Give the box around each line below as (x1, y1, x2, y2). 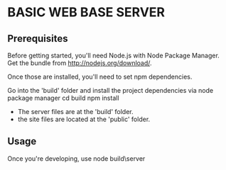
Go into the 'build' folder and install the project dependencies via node (7, 86, 214, 94)
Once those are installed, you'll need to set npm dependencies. (7, 72, 193, 81)
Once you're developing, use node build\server (7, 154, 146, 163)
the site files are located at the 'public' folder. (17, 115, 151, 123)
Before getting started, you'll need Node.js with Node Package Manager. (7, 51, 220, 59)
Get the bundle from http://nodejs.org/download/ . (7, 59, 152, 67)
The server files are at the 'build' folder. (17, 108, 134, 115)
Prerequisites (7, 33, 68, 45)
